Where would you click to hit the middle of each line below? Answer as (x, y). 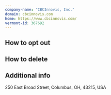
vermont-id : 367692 (25, 23)
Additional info (28, 76)
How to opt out (28, 42)
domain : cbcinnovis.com (29, 14)
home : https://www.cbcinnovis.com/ (41, 18)
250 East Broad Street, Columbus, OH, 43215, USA (56, 87)
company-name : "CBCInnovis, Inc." (40, 9)
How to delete (26, 59)
